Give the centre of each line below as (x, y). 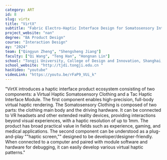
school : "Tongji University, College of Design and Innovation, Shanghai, (84, 61)
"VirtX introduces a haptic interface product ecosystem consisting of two (80, 89)
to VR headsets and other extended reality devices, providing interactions (80, 115)
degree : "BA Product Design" (35, 38)
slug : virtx (17, 19)
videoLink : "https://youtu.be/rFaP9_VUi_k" (51, 75)
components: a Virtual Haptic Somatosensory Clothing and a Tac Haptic (79, 94)
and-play (14, 136)
